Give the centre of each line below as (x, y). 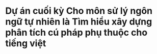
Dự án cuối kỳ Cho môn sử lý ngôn (79, 11)
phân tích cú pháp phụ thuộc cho (76, 33)
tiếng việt (26, 44)
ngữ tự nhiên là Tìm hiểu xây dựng (79, 22)
